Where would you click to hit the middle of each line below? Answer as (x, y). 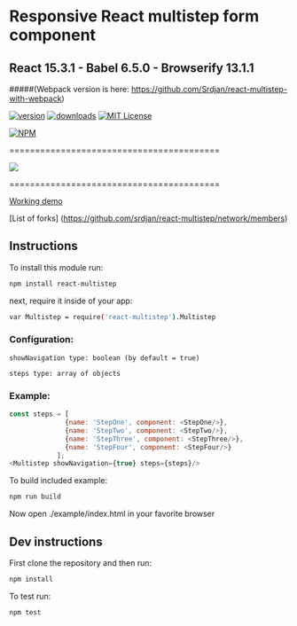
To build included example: (59, 481)
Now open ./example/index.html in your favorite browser (112, 514)
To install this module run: (56, 267)
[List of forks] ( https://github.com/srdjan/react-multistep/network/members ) (148, 218)
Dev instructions (56, 541)
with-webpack (35, 98)
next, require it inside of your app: (71, 301)
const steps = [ (39, 414)
